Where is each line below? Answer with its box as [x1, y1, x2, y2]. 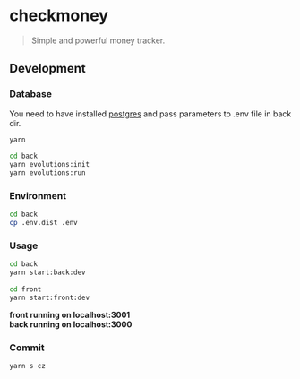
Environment [9, 189, 67, 202]
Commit [9, 341, 45, 354]
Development [9, 61, 87, 76]
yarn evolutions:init [9, 160, 90, 169]
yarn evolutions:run [9, 168, 87, 177]
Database [9, 88, 52, 100]
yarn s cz [9, 362, 47, 371]
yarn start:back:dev [9, 268, 87, 278]
